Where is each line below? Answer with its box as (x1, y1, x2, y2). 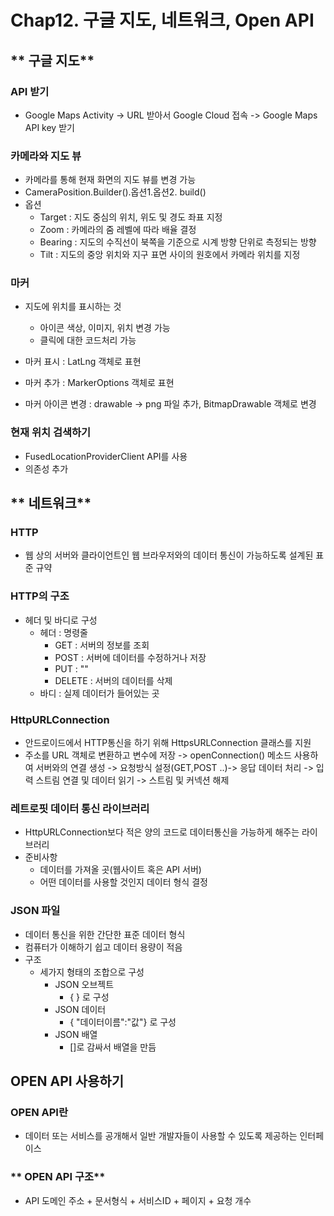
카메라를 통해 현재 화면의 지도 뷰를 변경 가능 (24, 174, 197, 186)
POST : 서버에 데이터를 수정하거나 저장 (54, 651, 207, 663)
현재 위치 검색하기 (10, 426, 92, 440)
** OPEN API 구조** (10, 1170, 106, 1184)
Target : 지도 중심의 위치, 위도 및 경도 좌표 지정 (39, 211, 223, 223)
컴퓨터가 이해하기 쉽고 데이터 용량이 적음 (24, 941, 183, 953)
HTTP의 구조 (10, 589, 70, 603)
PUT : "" (54, 662, 89, 675)
